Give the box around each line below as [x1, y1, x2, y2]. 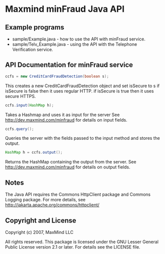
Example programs [5, 23, 65, 32]
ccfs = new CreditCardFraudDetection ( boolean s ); [5, 74, 109, 79]
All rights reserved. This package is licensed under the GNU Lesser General [5, 239, 159, 245]
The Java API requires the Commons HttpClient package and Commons [5, 191, 151, 197]
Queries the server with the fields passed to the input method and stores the [5, 135, 160, 141]
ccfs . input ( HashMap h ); [5, 102, 54, 108]
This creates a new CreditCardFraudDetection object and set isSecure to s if [5, 83, 160, 89]
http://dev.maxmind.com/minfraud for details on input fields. [5, 117, 128, 123]
